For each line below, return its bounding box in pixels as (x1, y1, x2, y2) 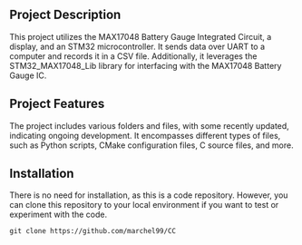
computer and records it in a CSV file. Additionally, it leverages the (9, 50, 258, 62)
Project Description (9, 7, 122, 23)
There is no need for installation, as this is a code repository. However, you (9, 190, 288, 201)
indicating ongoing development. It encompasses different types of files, (9, 130, 281, 141)
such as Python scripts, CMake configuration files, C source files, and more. (9, 140, 294, 151)
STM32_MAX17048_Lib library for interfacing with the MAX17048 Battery (9, 60, 282, 71)
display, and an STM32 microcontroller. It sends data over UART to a (9, 41, 266, 52)
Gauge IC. (9, 70, 47, 81)
